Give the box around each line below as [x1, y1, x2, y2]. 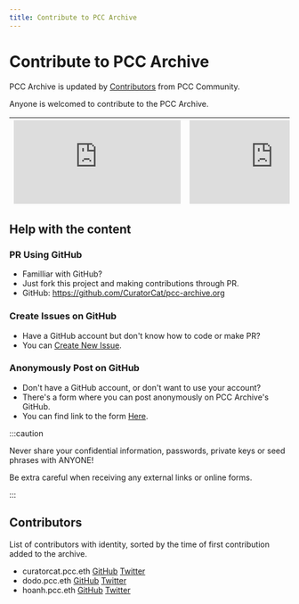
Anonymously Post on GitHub [9, 362, 140, 375]
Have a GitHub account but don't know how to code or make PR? [21, 330, 261, 341]
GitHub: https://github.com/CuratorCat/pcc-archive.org [21, 287, 225, 299]
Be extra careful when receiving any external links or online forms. [9, 472, 253, 483]
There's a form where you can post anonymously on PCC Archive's [21, 392, 270, 402]
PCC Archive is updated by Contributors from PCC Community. [9, 81, 240, 92]
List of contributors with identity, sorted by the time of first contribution [9, 539, 270, 550]
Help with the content [9, 221, 132, 236]
